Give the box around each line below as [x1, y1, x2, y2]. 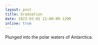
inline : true [5, 21, 32, 26]
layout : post [5, 7, 32, 12]
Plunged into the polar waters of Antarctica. [5, 34, 93, 40]
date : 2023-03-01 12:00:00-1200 [5, 16, 71, 21]
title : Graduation [5, 12, 43, 17]
